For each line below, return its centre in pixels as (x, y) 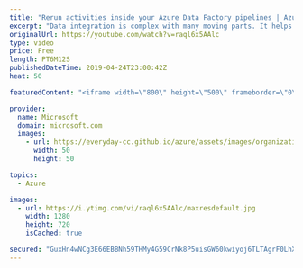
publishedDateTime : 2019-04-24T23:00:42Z (88, 68)
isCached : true (54, 233)
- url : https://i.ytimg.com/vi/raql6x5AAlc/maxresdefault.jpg (137, 208)
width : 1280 (48, 217)
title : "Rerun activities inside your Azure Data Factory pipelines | (145, 18)
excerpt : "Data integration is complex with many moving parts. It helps (151, 26)
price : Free (32, 51)
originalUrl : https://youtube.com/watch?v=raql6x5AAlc (115, 34)
